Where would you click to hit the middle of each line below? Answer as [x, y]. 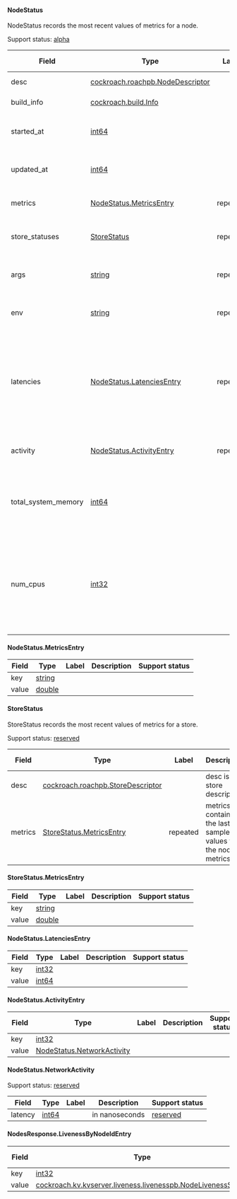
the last [218, 823]
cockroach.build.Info [124, 103]
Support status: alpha [38, 40]
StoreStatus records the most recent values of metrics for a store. [103, 724]
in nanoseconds [119, 1115]
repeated [184, 832]
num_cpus [28, 584]
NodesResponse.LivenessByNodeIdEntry [69, 1134]
